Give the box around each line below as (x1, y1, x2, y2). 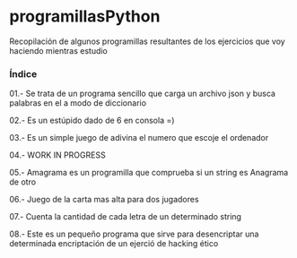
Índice (9, 67, 38, 80)
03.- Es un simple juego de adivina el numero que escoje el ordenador (9, 133, 269, 143)
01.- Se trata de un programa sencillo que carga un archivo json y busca (9, 88, 276, 99)
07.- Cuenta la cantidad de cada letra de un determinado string (9, 211, 242, 222)
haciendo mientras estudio (9, 45, 108, 56)
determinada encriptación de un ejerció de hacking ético (9, 238, 219, 249)
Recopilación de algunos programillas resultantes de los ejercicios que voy (9, 36, 285, 47)
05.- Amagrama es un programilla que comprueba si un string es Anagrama (9, 168, 289, 178)
